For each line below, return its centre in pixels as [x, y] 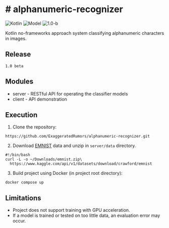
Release [18, 54]
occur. [19, 221]
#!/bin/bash [18, 155]
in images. [16, 38]
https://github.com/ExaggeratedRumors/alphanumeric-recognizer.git [78, 136]
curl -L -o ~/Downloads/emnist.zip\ [44, 159]
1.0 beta [14, 66]
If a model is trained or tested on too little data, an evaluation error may [86, 215]
